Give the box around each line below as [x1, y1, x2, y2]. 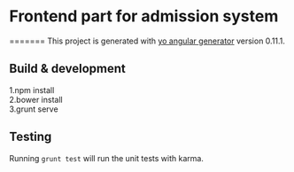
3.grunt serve [9, 104, 59, 114]
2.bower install [9, 94, 64, 105]
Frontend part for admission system [9, 6, 279, 27]
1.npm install [9, 84, 55, 95]
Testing [9, 129, 52, 145]
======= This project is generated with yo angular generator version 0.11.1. [9, 35, 286, 46]
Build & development [9, 61, 126, 76]
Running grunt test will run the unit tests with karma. [9, 152, 204, 163]
